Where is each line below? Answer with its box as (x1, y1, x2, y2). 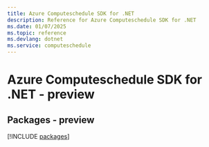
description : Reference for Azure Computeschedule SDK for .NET (7, 17, 197, 23)
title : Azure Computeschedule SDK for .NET (7, 10, 135, 17)
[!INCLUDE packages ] (7, 133, 70, 140)
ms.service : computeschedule (7, 42, 91, 49)
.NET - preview (7, 87, 95, 102)
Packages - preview (7, 114, 95, 126)
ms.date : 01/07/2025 (7, 23, 67, 30)
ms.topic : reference (7, 29, 67, 37)
